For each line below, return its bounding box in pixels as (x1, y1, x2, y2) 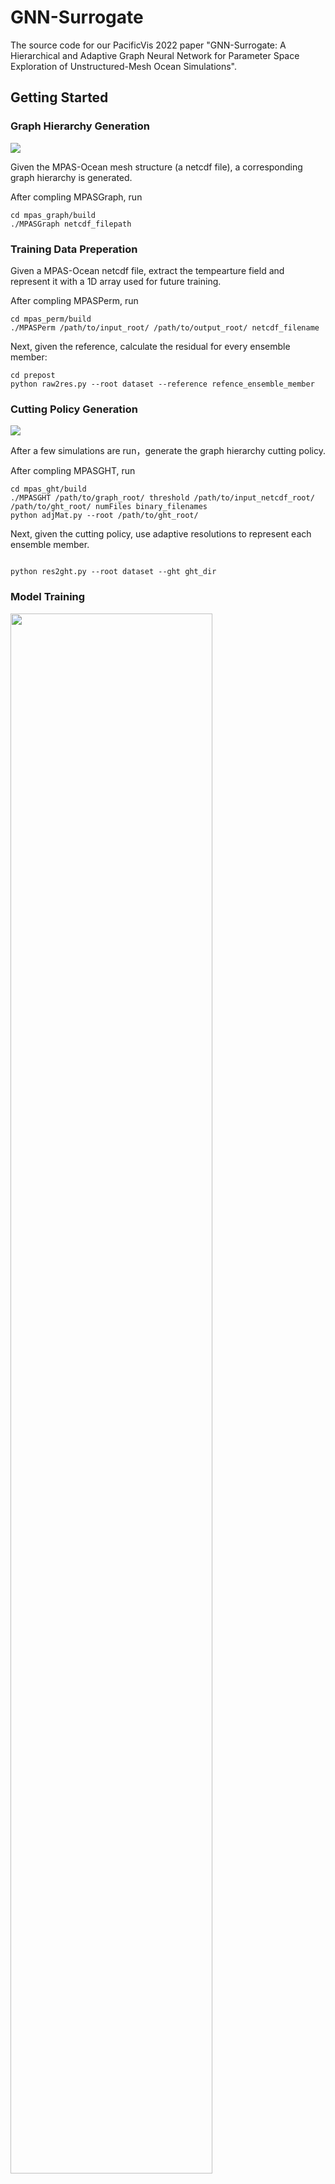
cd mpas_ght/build (10, 484, 87, 495)
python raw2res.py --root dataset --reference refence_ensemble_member (10, 379, 315, 389)
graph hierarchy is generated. (10, 171, 133, 183)
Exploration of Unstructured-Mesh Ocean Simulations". (10, 60, 237, 72)
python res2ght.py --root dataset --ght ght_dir (10, 567, 217, 577)
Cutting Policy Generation (10, 402, 138, 416)
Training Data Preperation (10, 242, 138, 256)
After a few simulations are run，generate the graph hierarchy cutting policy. (10, 445, 326, 457)
